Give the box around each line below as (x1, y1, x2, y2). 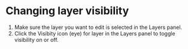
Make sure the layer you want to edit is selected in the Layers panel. (14, 24, 183, 31)
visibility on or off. (14, 36, 59, 43)
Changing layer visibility (5, 4, 129, 18)
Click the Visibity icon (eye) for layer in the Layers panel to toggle (14, 30, 175, 37)
